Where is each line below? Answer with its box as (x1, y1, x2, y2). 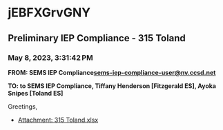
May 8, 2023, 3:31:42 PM (8, 53, 93, 63)
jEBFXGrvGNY (8, 5, 91, 21)
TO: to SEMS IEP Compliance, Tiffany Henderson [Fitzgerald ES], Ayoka (8, 81, 217, 90)
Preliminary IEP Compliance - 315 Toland (8, 32, 186, 44)
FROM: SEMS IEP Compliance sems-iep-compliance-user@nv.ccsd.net (8, 68, 216, 76)
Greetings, (8, 102, 38, 111)
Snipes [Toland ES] (8, 89, 64, 97)
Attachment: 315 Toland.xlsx (17, 116, 99, 124)
